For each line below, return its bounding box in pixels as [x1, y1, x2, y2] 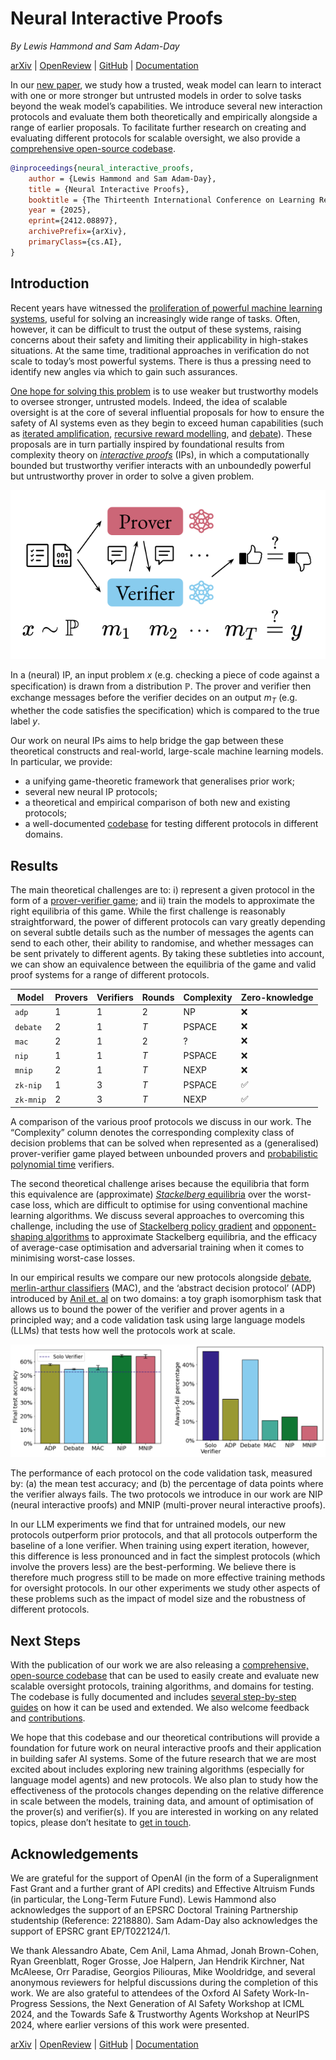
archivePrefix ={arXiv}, [28, 227, 128, 237]
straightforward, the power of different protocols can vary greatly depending [10, 916, 326, 928]
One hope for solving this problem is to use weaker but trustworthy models [10, 385, 319, 397]
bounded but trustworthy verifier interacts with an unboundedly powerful [10, 459, 312, 471]
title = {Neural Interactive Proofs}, [28, 184, 190, 194]
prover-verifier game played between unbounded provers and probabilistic [10, 1147, 318, 1159]
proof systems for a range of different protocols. [10, 969, 210, 981]
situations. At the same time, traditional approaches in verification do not [10, 344, 310, 356]
